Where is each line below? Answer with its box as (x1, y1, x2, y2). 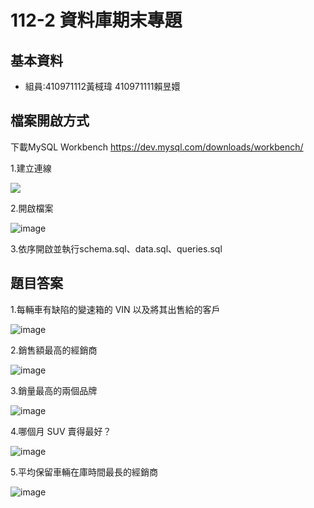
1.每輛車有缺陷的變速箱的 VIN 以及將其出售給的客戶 (10, 303, 221, 315)
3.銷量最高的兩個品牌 (10, 384, 98, 396)
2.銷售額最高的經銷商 (10, 344, 98, 356)
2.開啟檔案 (10, 202, 54, 214)
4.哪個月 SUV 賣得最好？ (10, 425, 112, 437)
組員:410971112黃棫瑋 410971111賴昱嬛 (24, 81, 181, 92)
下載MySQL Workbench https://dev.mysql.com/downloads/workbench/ (10, 141, 304, 153)
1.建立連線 (10, 162, 52, 174)
